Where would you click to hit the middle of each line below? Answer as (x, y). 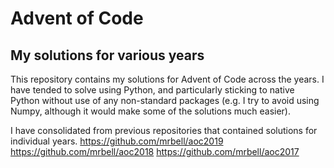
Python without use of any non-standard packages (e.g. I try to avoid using (165, 100)
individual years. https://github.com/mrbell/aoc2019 (117, 141)
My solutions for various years (107, 55)
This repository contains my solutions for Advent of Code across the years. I (167, 79)
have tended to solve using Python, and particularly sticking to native (152, 90)
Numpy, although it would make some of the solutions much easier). (150, 111)
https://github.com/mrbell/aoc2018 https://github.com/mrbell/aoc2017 (155, 151)
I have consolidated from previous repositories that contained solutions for (164, 130)
